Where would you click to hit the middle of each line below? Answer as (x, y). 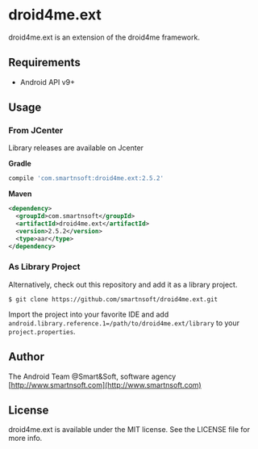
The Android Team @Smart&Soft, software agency (92, 376)
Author (26, 357)
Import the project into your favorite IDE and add (89, 314)
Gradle (20, 164)
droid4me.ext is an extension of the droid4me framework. (104, 37)
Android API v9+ (47, 82)
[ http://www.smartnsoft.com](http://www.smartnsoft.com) (105, 384)
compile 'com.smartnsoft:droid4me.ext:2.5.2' (86, 178)
